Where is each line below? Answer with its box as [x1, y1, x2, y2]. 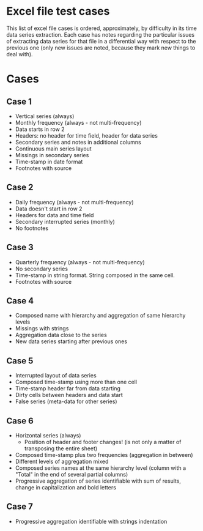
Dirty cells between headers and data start [15, 392, 124, 399]
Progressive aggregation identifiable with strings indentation [15, 518, 168, 525]
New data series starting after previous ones [15, 338, 127, 345]
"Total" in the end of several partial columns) [15, 471, 128, 478]
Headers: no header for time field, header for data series [15, 132, 158, 139]
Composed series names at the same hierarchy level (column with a [15, 464, 186, 472]
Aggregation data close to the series [15, 332, 107, 339]
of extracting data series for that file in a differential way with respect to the [6, 37, 196, 45]
